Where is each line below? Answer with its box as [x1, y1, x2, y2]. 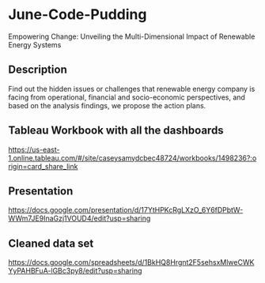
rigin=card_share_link [8, 161, 78, 171]
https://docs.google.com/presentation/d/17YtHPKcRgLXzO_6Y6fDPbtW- [8, 206, 244, 215]
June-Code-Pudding [8, 6, 147, 24]
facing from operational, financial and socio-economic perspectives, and [8, 92, 245, 102]
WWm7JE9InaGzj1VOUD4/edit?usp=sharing [8, 213, 151, 223]
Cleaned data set [8, 236, 94, 250]
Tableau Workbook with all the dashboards [8, 124, 224, 138]
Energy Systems [8, 40, 62, 49]
